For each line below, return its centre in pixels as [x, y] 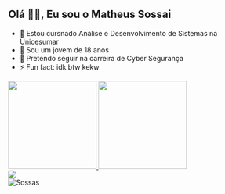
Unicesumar [39, 41]
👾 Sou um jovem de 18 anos [64, 50]
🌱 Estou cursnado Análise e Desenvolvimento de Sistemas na [118, 33]
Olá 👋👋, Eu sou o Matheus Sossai [90, 14]
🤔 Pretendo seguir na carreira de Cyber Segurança [102, 58]
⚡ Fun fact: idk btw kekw [59, 66]
